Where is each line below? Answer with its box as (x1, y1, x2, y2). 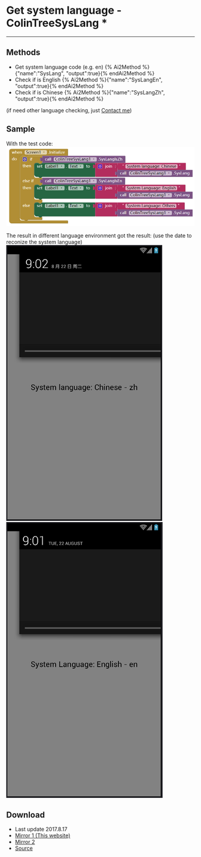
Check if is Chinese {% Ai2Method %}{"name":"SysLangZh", (14, 89, 166, 96)
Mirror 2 (14, 838, 35, 846)
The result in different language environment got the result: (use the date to (6, 232, 192, 239)
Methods (6, 47, 41, 57)
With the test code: (6, 140, 53, 147)
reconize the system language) (6, 239, 83, 246)
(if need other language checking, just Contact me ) (6, 106, 132, 114)
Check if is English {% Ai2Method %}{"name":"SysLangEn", (14, 76, 163, 83)
